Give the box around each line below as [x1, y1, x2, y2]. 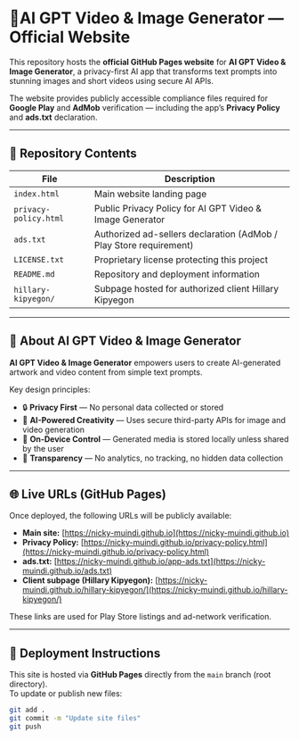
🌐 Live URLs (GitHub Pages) [9, 486, 166, 502]
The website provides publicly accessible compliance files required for [9, 93, 269, 104]
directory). [9, 678, 48, 690]
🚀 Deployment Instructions [9, 645, 161, 661]
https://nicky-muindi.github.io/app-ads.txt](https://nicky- [56, 556, 266, 567]
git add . [9, 705, 46, 715]
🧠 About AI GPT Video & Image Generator [9, 334, 242, 349]
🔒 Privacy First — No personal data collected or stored [21, 402, 224, 412]
